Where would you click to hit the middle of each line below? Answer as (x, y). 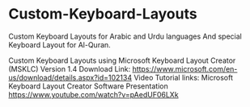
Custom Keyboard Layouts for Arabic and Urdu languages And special (125, 36)
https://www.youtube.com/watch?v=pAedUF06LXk (94, 94)
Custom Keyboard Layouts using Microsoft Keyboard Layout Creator (122, 60)
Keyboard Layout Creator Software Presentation (88, 86)
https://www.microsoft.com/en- (185, 68)
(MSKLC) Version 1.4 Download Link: (70, 68)
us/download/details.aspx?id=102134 (70, 77)
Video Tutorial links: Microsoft (183, 77)
